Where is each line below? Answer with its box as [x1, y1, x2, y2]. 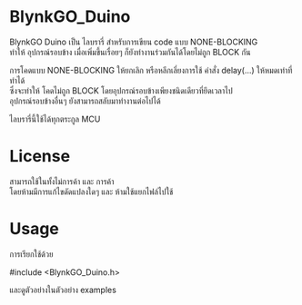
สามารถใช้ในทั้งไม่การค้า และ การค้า [9, 175, 115, 187]
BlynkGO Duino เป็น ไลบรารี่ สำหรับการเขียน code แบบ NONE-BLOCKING [9, 36, 258, 47]
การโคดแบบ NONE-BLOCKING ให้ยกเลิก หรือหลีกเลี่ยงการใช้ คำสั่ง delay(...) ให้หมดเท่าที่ [9, 64, 293, 75]
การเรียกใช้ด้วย [9, 248, 54, 260]
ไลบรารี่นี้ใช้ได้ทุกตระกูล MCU [9, 113, 101, 124]
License [9, 146, 71, 167]
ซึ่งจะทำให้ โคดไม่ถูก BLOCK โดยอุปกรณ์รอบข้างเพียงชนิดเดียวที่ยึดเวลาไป [9, 84, 234, 96]
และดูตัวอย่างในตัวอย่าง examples [9, 284, 116, 295]
